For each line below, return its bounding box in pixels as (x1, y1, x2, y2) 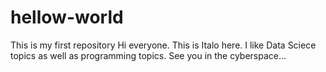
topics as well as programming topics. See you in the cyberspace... (10, 49, 287, 61)
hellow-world (10, 6, 124, 29)
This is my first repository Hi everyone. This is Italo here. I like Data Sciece (10, 39, 317, 51)
